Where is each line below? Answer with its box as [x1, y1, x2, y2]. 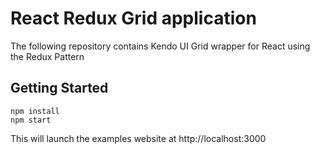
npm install [10, 106, 60, 116]
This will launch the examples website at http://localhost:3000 [10, 132, 267, 144]
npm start [10, 115, 52, 125]
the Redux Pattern [10, 50, 85, 62]
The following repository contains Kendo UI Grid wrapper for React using [10, 40, 311, 52]
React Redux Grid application [10, 7, 257, 30]
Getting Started [10, 80, 109, 97]
